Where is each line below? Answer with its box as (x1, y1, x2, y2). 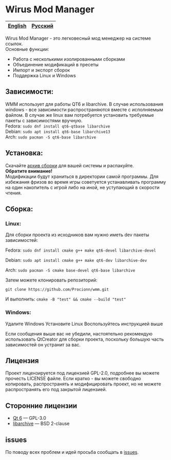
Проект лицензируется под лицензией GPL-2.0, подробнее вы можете (5, 370, 160, 376)
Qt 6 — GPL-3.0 (12, 415, 46, 421)
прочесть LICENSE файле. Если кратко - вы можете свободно (5, 376, 141, 382)
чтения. (5, 189, 22, 196)
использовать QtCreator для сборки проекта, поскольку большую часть (5, 336, 164, 342)
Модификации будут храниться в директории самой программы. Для (5, 173, 159, 180)
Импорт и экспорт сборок (12, 67, 70, 73)
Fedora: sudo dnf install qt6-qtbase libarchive (5, 122, 110, 129)
